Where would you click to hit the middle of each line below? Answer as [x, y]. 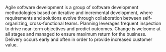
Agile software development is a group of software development [72, 7]
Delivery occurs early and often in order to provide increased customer [79, 39]
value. [12, 45]
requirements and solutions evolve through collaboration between [73, 18]
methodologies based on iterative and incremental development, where [79, 13]
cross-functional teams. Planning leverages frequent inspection [95, 23]
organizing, [17, 23]
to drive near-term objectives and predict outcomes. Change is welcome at [83, 29]
